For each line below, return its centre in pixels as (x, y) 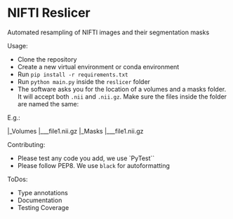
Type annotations (42, 192)
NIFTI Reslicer (49, 13)
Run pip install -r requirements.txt (73, 74)
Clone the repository (47, 59)
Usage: (18, 45)
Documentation (40, 200)
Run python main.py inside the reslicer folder (84, 81)
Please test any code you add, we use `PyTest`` (86, 158)
